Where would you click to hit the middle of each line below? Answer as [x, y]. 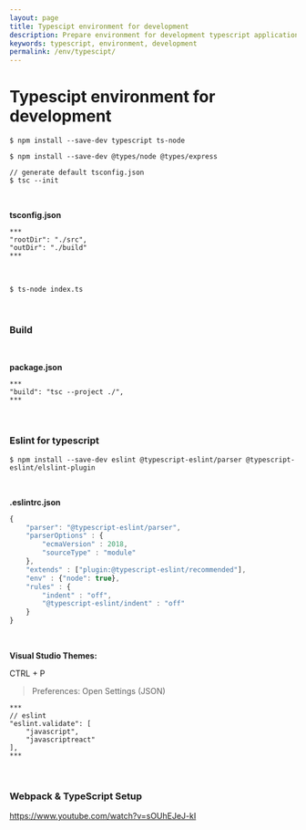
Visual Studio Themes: [53, 656]
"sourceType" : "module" [89, 553]
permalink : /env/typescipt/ [63, 52]
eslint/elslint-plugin [52, 467]
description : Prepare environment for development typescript [130, 35]
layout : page [34, 18]
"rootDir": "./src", [49, 240]
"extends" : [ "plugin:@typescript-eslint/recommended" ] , [136, 570]
